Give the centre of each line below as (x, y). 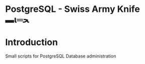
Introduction (32, 42)
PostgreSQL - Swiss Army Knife (73, 9)
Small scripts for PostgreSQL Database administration (61, 56)
